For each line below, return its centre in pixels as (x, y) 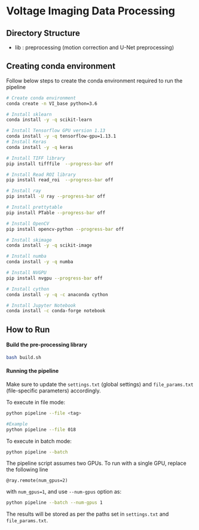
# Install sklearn (29, 114)
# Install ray (24, 191)
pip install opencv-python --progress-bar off (65, 229)
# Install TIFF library (36, 158)
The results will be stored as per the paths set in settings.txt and (88, 514)
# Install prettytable (34, 208)
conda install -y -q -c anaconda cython (57, 294)
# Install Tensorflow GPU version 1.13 (56, 131)
